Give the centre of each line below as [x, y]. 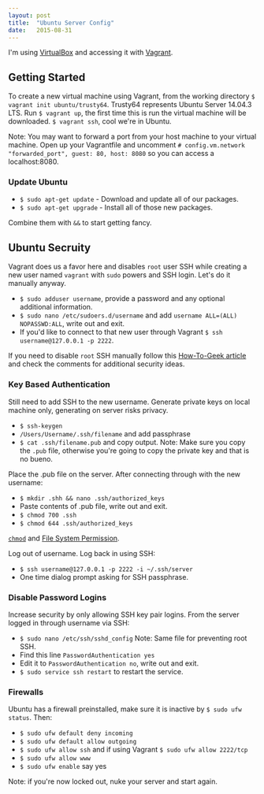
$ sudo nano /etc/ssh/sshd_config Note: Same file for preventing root [133, 638]
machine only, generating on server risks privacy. [88, 410]
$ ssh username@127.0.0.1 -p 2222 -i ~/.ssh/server [106, 569]
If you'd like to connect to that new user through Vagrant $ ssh [121, 332]
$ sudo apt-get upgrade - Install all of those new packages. [116, 208]
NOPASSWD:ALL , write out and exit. [72, 324]
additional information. [56, 307]
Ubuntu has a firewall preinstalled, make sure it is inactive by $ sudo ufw [125, 709]
